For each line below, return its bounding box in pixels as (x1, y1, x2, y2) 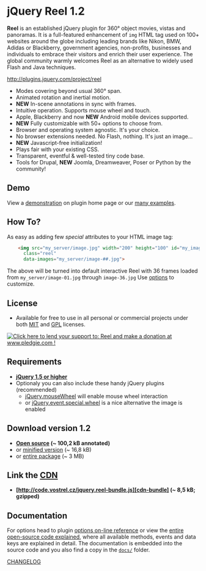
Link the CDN (7, 470, 58, 481)
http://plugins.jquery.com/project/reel (7, 75, 101, 83)
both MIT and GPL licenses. (15, 321, 86, 328)
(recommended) (15, 386, 57, 393)
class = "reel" (23, 251, 57, 257)
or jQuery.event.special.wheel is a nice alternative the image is (24, 399, 183, 406)
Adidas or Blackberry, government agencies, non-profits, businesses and (7, 44, 192, 51)
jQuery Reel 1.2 (7, 4, 85, 18)
